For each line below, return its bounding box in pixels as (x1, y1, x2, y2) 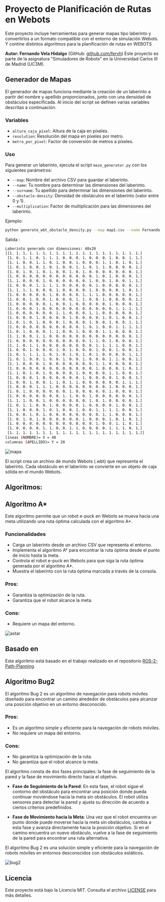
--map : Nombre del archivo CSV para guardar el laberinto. (12, 177, 129, 183)
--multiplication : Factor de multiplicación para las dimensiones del (12, 203, 152, 209)
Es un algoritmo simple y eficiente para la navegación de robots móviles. (12, 725, 160, 731)
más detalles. (5, 892, 33, 898)
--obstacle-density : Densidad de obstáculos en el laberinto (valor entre (12, 193, 159, 199)
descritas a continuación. (5, 104, 57, 110)
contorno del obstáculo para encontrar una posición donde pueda (12, 789, 147, 795)
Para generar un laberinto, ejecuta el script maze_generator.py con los (5, 162, 147, 168)
